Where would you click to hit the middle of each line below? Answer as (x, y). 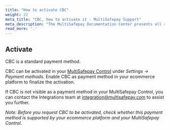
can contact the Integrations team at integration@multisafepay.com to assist (85, 97)
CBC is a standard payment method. (43, 61)
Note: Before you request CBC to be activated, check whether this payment (84, 112)
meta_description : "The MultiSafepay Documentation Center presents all (83, 24)
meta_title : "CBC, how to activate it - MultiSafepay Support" (73, 19)
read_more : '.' (21, 29)
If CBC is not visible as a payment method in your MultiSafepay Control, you (84, 92)
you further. (17, 102)
